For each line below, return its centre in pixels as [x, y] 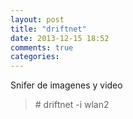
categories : [35, 57]
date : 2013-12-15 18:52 [60, 38]
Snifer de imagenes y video [66, 85]
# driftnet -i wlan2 [72, 105]
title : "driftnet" [48, 29]
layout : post [37, 19]
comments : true [42, 47]
